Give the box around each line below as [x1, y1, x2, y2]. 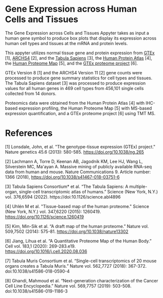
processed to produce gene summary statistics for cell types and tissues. [5, 75, 152, 81]
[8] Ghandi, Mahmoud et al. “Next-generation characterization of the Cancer [5, 277, 158, 283]
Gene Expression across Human [5, 3, 137, 15]
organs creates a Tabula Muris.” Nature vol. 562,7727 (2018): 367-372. [5, 263, 147, 269]
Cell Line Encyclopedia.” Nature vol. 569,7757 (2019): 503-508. [5, 283, 132, 289]
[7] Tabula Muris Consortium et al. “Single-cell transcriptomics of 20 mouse [5, 258, 157, 264]
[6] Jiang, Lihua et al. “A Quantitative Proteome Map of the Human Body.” [5, 238, 152, 244]
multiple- [129, 183, 147, 189]
